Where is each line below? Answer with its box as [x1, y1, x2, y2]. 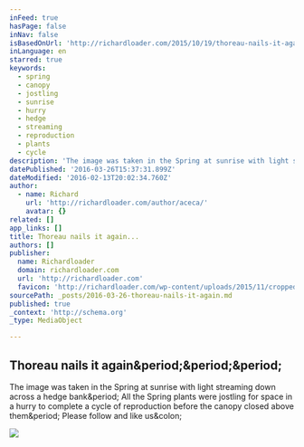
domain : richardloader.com [17, 266, 119, 275]
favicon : [17, 282, 51, 291]
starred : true [9, 55, 63, 64]
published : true [9, 300, 71, 309]
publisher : [9, 249, 51, 258]
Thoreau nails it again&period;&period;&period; [9, 357, 282, 373]
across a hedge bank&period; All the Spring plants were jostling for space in [9, 391, 292, 402]
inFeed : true [9, 13, 59, 23]
